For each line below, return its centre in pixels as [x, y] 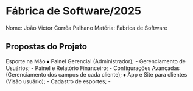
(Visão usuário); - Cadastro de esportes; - [58, 81]
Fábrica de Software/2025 [73, 11]
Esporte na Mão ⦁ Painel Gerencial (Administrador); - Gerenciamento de [96, 61]
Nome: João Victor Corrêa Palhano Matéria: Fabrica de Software [87, 28]
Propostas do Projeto [47, 47]
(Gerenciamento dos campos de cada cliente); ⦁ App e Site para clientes [96, 74]
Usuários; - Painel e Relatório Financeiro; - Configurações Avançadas [93, 68]
